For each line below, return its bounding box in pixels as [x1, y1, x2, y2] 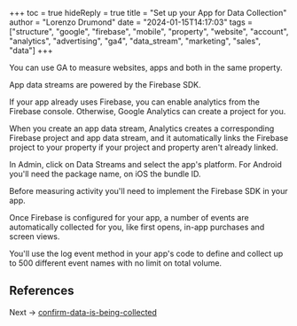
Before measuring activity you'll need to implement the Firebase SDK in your [9, 186, 288, 196]
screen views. [9, 231, 60, 242]
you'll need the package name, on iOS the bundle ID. [9, 168, 201, 179]
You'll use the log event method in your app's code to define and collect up [9, 248, 284, 259]
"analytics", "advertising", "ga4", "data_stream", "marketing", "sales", [9, 35, 262, 46]
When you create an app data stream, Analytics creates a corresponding [9, 123, 275, 134]
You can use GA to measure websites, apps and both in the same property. [9, 62, 283, 73]
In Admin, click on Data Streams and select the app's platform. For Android [9, 159, 282, 169]
